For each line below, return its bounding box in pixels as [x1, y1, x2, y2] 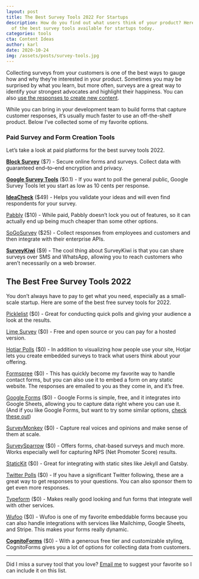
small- [171, 292, 187, 299]
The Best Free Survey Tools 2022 [6, 277, 131, 287]
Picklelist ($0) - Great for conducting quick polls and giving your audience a [6, 310, 191, 317]
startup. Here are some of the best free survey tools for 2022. [20, 299, 172, 306]
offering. [6, 358, 27, 365]
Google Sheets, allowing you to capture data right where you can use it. [6, 400, 181, 407]
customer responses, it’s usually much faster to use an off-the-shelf [6, 112, 172, 119]
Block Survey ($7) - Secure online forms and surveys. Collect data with [6, 158, 181, 165]
